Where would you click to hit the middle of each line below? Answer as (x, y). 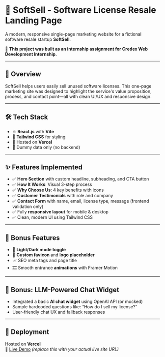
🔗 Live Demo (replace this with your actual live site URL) (62, 349)
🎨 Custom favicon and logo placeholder (53, 255)
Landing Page (34, 20)
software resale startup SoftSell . (38, 39)
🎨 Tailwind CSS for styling (39, 137)
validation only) (28, 207)
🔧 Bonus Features (33, 238)
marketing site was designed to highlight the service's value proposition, (78, 91)
